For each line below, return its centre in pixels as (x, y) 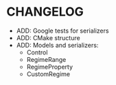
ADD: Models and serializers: (57, 45)
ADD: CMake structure (48, 37)
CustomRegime (48, 74)
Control (37, 52)
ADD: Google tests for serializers (62, 31)
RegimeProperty (50, 67)
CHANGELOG (45, 12)
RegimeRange (46, 59)
